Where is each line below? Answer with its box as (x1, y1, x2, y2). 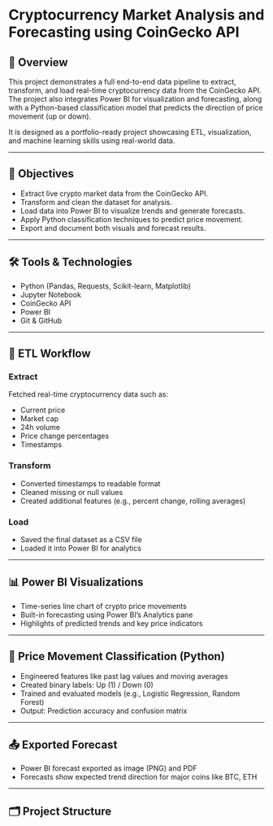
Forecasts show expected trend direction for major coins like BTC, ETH (19, 772, 258, 782)
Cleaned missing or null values (19, 487, 123, 497)
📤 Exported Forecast (8, 737, 118, 751)
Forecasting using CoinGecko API (8, 23, 240, 41)
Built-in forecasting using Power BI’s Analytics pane (19, 610, 193, 619)
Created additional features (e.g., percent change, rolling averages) (19, 496, 246, 506)
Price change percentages (19, 431, 110, 441)
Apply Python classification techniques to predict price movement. (19, 214, 244, 224)
